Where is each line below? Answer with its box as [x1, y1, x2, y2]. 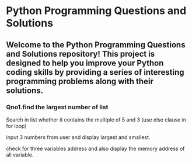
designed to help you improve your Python [6, 58, 164, 68]
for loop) [6, 122, 27, 129]
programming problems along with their [6, 76, 153, 86]
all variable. [6, 151, 34, 158]
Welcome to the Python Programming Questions [6, 40, 186, 50]
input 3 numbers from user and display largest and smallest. [6, 133, 151, 141]
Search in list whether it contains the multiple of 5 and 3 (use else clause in [6, 116, 187, 123]
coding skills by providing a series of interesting [6, 67, 185, 77]
